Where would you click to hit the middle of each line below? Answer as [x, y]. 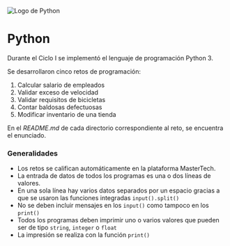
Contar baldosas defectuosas [60, 107]
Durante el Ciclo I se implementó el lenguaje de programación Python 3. [110, 58]
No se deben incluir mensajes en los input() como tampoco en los [113, 206]
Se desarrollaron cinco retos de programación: [74, 71]
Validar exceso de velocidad [58, 92]
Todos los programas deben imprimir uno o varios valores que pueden [118, 220]
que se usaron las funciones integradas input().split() [98, 198]
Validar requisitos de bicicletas [61, 99]
